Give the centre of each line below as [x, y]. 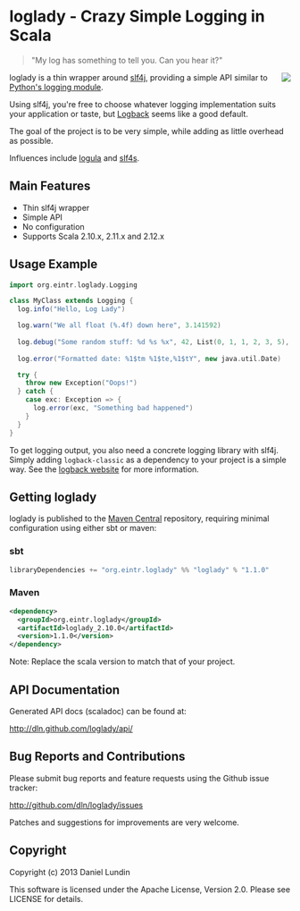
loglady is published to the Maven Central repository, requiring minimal [139, 519]
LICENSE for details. [46, 898]
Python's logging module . [57, 87]
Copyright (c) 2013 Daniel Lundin [70, 872]
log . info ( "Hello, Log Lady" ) [71, 309]
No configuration [53, 226]
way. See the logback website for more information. [104, 469]
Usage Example [54, 264]
